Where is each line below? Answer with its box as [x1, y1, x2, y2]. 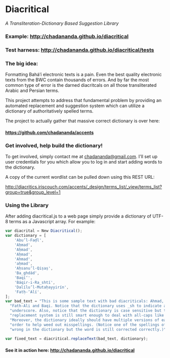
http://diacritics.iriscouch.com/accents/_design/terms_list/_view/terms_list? [5, 183, 162, 190]
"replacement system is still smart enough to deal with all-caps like [10, 313, 164, 318]
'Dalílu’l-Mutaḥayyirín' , [14, 284, 69, 290]
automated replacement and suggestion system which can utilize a [5, 103, 145, 109]
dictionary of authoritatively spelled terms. [5, 108, 94, 114]
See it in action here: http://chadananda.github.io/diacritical [5, 347, 135, 353]
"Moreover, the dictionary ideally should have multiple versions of [10, 317, 159, 323]
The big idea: [5, 60, 38, 67]
